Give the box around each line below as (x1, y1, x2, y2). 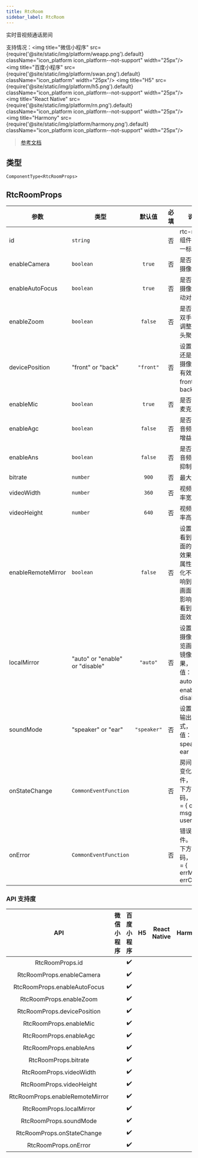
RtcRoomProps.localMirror (22, 1104, 95, 1113)
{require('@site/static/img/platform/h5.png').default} (6, 83, 134, 90)
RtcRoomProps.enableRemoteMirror (9, 1092, 109, 1101)
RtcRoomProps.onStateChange (15, 1128, 102, 1137)
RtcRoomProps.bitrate (28, 1056, 90, 1064)
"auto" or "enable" (71, 655, 123, 663)
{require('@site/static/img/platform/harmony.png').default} (6, 120, 149, 127)
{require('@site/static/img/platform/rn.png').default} (6, 102, 133, 109)
